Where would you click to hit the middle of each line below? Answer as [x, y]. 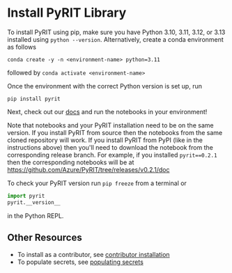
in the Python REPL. [36, 216]
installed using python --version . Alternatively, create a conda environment [116, 39]
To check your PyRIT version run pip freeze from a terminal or [97, 183]
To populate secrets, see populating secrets [80, 262]
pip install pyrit [34, 99]
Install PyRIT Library [67, 13]
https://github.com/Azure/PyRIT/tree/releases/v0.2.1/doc [88, 169]
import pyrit [26, 196]
